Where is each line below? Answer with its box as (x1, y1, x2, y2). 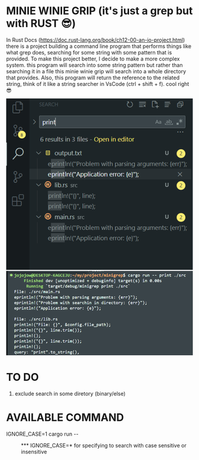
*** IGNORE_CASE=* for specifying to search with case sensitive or (21, 442, 187, 449)
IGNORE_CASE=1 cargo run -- (6, 430, 79, 438)
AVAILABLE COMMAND (6, 411, 124, 424)
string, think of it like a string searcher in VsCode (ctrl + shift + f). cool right (6, 80, 190, 87)
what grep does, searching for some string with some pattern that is (6, 49, 172, 56)
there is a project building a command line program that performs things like (6, 43, 192, 50)
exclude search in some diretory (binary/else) (14, 390, 126, 397)
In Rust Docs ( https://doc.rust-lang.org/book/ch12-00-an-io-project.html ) (6, 36, 185, 43)
